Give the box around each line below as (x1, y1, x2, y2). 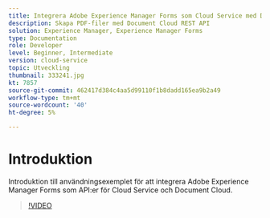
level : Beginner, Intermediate (8, 49, 113, 57)
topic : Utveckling (8, 64, 70, 72)
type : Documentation (8, 34, 78, 42)
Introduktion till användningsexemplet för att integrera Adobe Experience (8, 176, 249, 186)
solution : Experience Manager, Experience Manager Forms (8, 26, 203, 34)
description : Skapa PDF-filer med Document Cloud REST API (8, 19, 211, 27)
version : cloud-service (8, 57, 88, 65)
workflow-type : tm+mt (8, 94, 81, 102)
